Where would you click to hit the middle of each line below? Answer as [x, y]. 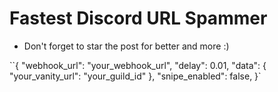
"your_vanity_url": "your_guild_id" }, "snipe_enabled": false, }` [135, 76]
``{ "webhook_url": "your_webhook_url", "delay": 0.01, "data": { [138, 65]
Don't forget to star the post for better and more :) [126, 46]
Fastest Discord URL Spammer [138, 18]
